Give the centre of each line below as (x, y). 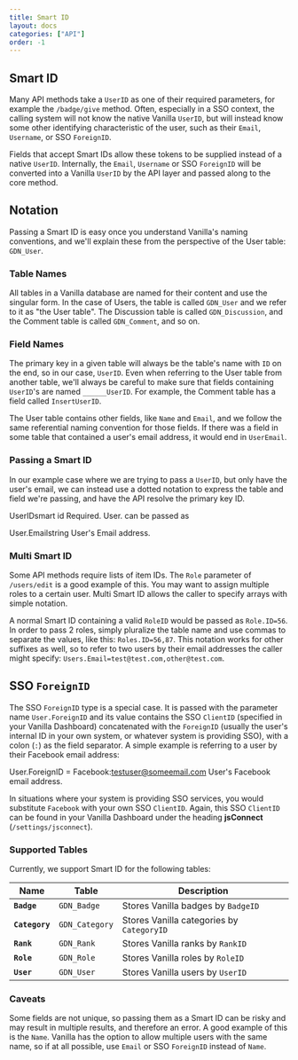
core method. (34, 183)
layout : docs (33, 26)
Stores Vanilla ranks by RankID (184, 944)
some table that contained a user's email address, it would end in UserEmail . (148, 437)
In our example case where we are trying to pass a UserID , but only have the (149, 479)
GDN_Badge (79, 906)
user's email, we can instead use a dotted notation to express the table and (146, 489)
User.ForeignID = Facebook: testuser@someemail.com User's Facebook (140, 772)
